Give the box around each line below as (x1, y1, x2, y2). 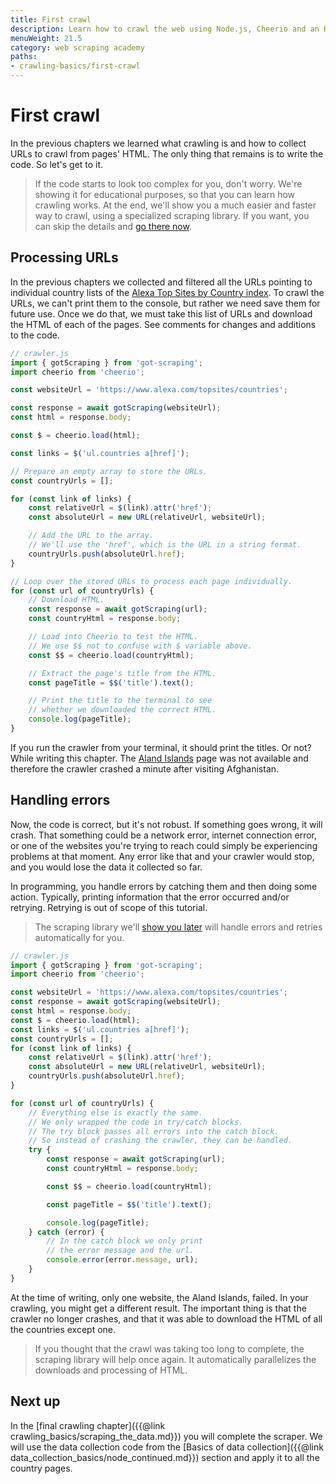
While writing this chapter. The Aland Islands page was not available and (10, 752, 309, 764)
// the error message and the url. (46, 1246, 195, 1256)
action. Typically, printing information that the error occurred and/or (10, 891, 290, 903)
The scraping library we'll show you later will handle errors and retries (34, 921, 323, 933)
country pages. (10, 1462, 73, 1474)
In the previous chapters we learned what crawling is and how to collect (10, 137, 307, 149)
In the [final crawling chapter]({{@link (10, 1419, 166, 1431)
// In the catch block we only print (46, 1236, 203, 1246)
